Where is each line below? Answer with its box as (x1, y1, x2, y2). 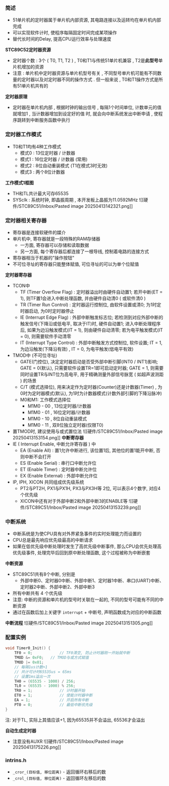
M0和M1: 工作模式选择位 (20, 396, 71, 402)
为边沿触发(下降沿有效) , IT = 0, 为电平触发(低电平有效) (20, 346, 134, 352)
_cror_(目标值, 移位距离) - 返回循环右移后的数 (12, 769, 106, 775)
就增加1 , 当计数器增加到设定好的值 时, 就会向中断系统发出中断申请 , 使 (12, 110, 159, 117)
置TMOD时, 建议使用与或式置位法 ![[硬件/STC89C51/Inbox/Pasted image (12, 428, 163, 434)
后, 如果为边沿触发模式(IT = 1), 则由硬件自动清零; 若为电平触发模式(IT (20, 327, 163, 333)
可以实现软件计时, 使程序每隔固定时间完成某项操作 (12, 29, 117, 36)
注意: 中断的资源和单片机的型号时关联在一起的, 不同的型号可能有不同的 (12, 596, 159, 603)
